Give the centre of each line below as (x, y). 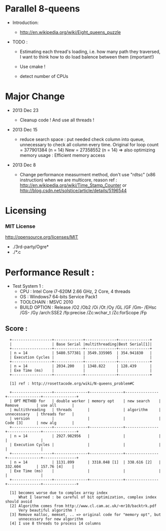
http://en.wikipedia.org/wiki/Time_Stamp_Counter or (73, 185)
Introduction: (25, 22)
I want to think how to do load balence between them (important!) (87, 57)
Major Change (35, 97)
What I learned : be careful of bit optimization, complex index (87, 498)
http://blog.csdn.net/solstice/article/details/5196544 (73, 190)
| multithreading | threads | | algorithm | (85, 410)
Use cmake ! (33, 66)
